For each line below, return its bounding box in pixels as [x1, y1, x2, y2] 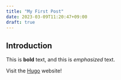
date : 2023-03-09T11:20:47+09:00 [6, 14, 88, 20]
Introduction [6, 41, 53, 50]
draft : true [6, 19, 35, 25]
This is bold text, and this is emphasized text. [6, 56, 115, 63]
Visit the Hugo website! [6, 67, 63, 74]
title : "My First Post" [6, 8, 64, 14]
